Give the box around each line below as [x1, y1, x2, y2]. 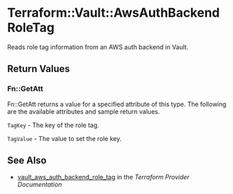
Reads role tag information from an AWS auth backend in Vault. [7, 43, 189, 51]
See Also [7, 155, 47, 167]
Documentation [17, 180, 62, 189]
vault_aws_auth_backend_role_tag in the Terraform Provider [17, 173, 190, 181]
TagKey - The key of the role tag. [7, 121, 100, 129]
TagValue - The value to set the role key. [7, 134, 122, 142]
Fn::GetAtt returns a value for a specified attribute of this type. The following [7, 100, 227, 108]
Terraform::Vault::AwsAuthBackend [7, 5, 220, 21]
